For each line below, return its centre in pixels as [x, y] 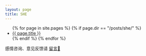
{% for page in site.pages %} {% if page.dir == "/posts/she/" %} [77, 28]
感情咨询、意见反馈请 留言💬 [33, 48]
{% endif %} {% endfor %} [39, 38]
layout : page [18, 9]
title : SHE [16, 14]
